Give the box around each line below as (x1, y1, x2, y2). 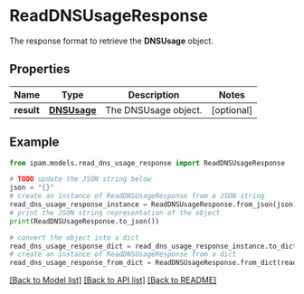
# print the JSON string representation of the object (9, 208, 221, 217)
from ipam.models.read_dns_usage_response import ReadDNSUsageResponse (9, 158, 285, 167)
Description (128, 88, 180, 100)
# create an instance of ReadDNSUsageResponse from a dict (9, 250, 237, 259)
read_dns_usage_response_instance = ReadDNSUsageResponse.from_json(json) (9, 200, 298, 209)
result (14, 103, 41, 116)
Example (9, 135, 60, 150)
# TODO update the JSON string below (9, 175, 152, 184)
